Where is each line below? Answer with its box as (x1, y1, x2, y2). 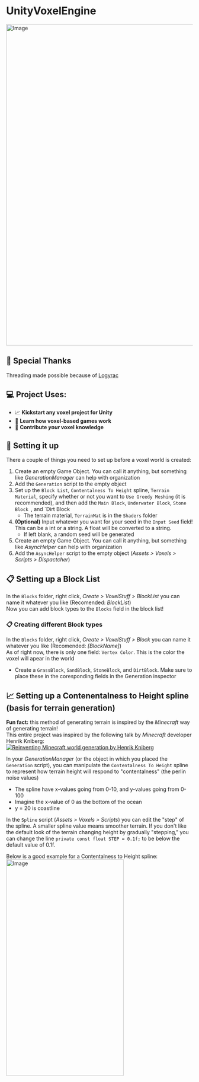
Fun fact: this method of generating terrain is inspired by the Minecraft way (6, 719, 190, 726)
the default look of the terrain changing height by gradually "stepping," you (6, 829, 190, 836)
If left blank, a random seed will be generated (23, 531, 134, 538)
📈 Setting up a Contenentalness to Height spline (6, 691, 190, 701)
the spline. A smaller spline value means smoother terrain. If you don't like (6, 822, 187, 829)
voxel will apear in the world (6, 655, 75, 662)
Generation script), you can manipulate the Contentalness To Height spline (6, 762, 188, 769)
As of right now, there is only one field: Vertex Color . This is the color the (6, 649, 185, 656)
